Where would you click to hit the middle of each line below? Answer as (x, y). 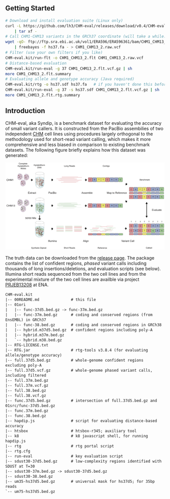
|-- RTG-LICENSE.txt (27, 345)
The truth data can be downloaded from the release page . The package (80, 258)
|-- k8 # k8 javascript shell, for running (77, 436)
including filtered (26, 375)
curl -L (13, 26)
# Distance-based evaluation (36, 63)
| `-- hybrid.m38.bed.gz (34, 340)
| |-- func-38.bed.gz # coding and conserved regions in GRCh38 (83, 325)
